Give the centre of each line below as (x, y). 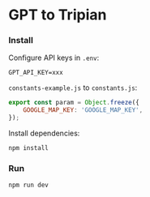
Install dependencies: (44, 133)
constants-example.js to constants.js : (73, 88)
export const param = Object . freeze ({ (74, 103)
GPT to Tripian (58, 15)
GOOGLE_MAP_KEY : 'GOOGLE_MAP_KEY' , (83, 110)
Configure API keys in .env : (54, 58)
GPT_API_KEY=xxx (36, 73)
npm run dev (28, 185)
